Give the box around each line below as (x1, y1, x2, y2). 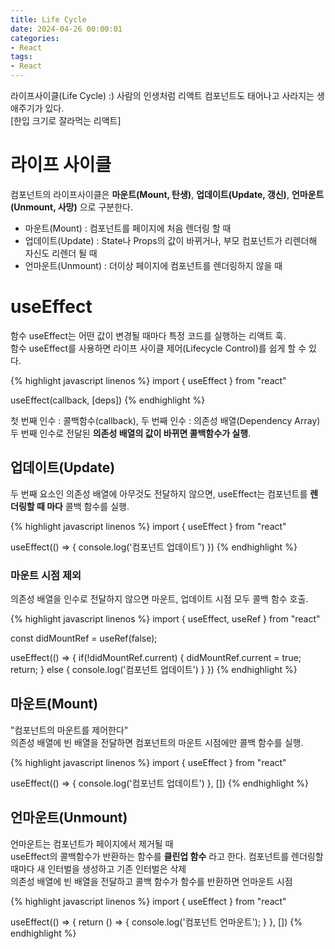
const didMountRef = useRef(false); (10, 632, 158, 644)
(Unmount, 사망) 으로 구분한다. (10, 201, 133, 213)
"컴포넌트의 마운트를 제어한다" (10, 724, 129, 736)
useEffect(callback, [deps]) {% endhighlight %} (10, 394, 206, 406)
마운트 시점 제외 (10, 568, 82, 582)
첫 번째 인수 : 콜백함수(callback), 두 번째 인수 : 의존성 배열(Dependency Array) (10, 414, 321, 426)
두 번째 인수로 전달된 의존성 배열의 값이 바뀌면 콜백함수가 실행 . (10, 427, 252, 439)
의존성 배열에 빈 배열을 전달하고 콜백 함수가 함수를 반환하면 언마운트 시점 (10, 875, 293, 887)
